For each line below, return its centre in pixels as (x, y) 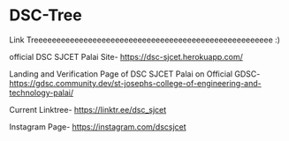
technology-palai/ (41, 93)
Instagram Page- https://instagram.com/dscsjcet (98, 126)
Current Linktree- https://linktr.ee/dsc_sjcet (88, 109)
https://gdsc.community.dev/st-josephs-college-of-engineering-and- (136, 83)
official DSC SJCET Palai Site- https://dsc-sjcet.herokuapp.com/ (126, 56)
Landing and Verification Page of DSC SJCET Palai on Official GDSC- (135, 74)
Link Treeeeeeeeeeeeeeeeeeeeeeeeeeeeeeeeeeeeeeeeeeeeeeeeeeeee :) (145, 40)
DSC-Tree (46, 15)
